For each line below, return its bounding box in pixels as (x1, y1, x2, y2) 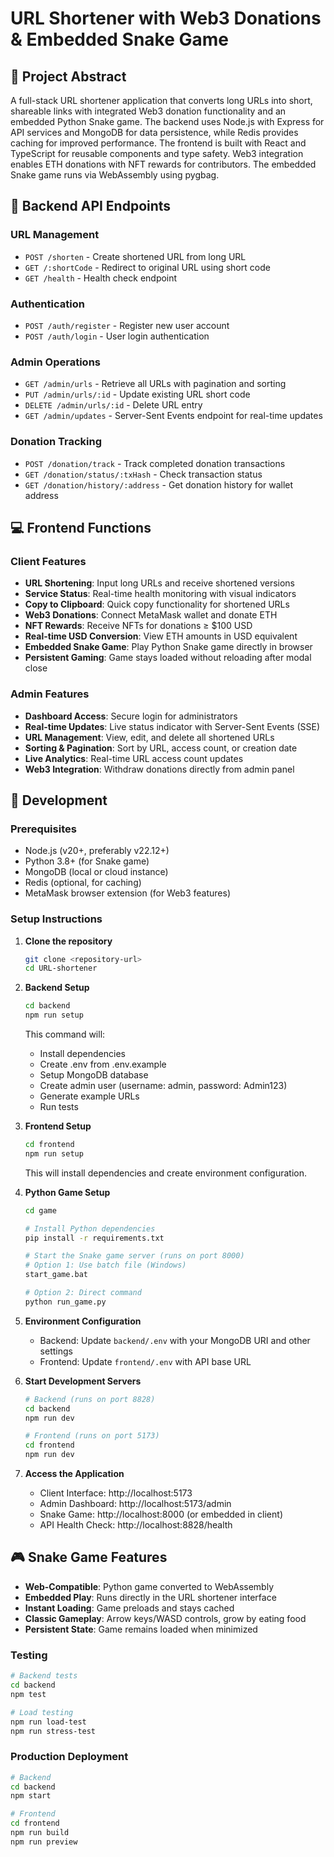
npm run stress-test (10, 1726, 97, 1736)
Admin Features (10, 687, 90, 701)
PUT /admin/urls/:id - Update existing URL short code (24, 388, 251, 401)
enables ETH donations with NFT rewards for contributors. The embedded (10, 158, 317, 170)
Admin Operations (10, 355, 101, 369)
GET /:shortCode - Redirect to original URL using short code (24, 261, 271, 273)
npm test (10, 1689, 47, 1699)
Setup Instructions (10, 912, 103, 926)
